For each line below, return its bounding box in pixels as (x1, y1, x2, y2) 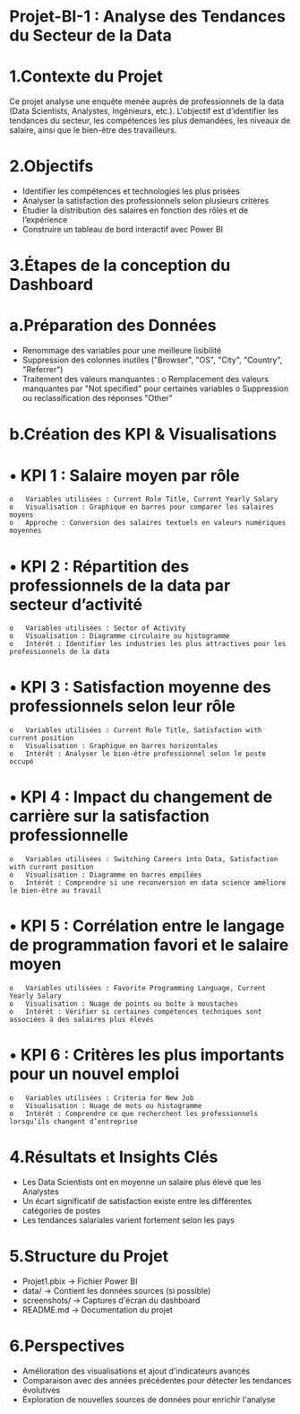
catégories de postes (21, 1205, 101, 1216)
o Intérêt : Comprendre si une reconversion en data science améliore (9, 878, 287, 887)
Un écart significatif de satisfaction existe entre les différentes (21, 1195, 253, 1206)
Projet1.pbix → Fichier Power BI (21, 1276, 138, 1287)
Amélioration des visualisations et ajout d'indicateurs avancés (21, 1366, 251, 1376)
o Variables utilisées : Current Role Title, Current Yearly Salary (9, 495, 279, 504)
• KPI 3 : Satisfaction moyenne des (9, 677, 271, 697)
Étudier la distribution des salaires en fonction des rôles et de (21, 205, 249, 216)
